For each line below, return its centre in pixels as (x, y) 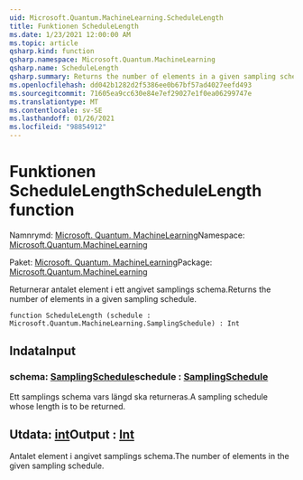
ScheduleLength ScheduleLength (136, 191)
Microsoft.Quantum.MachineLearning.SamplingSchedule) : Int (125, 323)
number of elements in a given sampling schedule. (103, 298)
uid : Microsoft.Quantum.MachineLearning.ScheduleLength (116, 18)
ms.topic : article (44, 43)
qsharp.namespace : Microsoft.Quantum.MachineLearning (113, 60)
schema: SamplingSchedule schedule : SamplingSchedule (139, 377)
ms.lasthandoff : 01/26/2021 (62, 118)
